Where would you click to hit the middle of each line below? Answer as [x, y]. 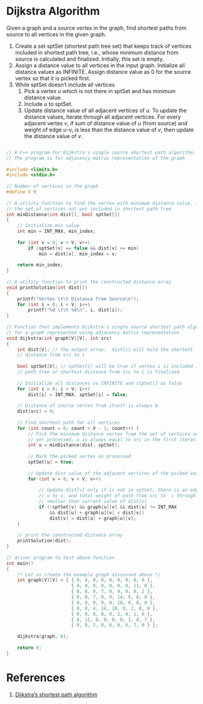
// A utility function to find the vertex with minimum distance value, [100, 203]
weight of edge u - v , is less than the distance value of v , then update [109, 130]
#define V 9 [21, 192]
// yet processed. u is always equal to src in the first [102, 439]
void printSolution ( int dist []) [47, 288]
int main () [20, 563]
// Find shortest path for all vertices [69, 423]
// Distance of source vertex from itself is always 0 [88, 406]
